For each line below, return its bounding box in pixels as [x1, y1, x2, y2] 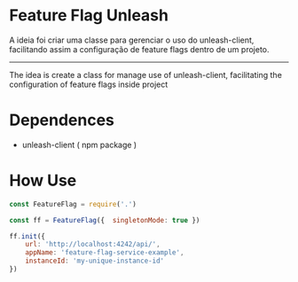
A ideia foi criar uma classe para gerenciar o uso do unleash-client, [9, 35, 255, 45]
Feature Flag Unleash [9, 5, 169, 26]
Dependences [9, 110, 115, 130]
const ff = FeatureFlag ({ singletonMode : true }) [9, 215, 200, 224]
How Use [9, 170, 77, 191]
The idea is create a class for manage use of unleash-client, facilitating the [9, 69, 282, 80]
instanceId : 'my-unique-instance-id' [25, 256, 165, 266]
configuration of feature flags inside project [9, 79, 169, 90]
